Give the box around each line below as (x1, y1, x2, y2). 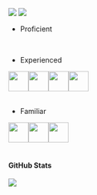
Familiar (19, 107, 46, 116)
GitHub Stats (8, 160, 52, 170)
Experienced (19, 55, 63, 64)
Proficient (19, 24, 53, 34)
